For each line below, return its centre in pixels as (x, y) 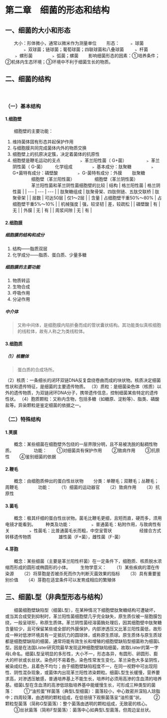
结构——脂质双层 (30, 248)
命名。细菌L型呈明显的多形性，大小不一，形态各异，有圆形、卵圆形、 (83, 654)
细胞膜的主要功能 (23, 267)
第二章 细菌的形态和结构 (58, 10)
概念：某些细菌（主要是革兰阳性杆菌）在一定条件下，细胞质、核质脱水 (85, 561)
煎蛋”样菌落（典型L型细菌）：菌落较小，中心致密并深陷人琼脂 (98, 691)
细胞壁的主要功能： (33, 131)
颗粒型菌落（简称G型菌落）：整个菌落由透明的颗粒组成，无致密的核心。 (78, 704)
